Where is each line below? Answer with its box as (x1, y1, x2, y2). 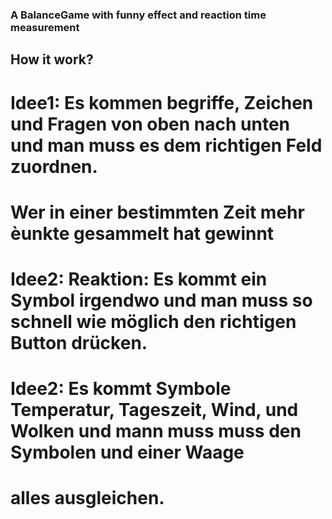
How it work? (10, 51, 94, 68)
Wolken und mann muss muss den (10, 420, 302, 443)
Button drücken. (10, 331, 148, 354)
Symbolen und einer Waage (10, 441, 245, 464)
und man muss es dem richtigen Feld (10, 134, 323, 157)
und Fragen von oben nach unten (10, 113, 291, 135)
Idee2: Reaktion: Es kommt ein (10, 268, 268, 290)
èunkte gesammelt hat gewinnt (10, 222, 275, 245)
